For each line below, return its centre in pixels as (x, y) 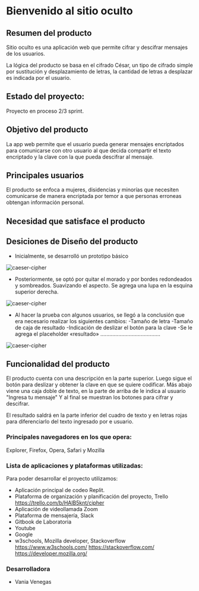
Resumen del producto (49, 33)
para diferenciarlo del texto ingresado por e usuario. (70, 422)
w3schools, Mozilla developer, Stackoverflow (70, 541)
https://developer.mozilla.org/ (51, 553)
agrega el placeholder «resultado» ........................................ (87, 334)
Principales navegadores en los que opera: (69, 437)
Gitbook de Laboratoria (43, 522)
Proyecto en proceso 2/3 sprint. (45, 111)
